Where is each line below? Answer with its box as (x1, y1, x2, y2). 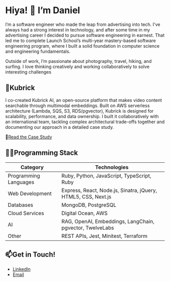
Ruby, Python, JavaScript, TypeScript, (61, 172, 152, 179)
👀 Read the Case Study (5, 134, 52, 140)
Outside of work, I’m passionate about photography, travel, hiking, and (5, 58, 152, 64)
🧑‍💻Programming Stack (5, 149, 78, 157)
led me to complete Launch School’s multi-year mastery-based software (5, 38, 156, 44)
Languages (8, 179, 34, 186)
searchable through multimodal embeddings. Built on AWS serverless (5, 102, 150, 109)
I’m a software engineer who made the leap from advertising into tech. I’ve (5, 21, 160, 27)
